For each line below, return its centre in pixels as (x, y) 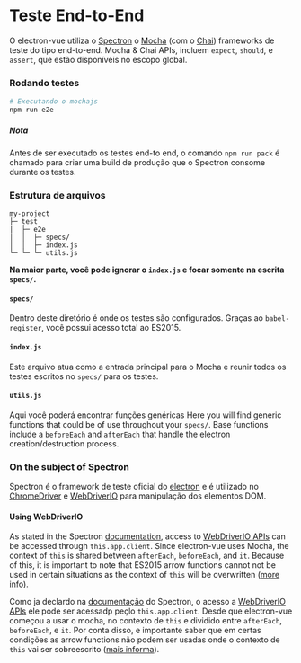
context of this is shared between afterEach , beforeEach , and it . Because (147, 556)
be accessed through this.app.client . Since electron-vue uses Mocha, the (149, 546)
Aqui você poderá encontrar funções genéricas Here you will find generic (146, 415)
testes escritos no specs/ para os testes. (84, 376)
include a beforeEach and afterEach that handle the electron (120, 434)
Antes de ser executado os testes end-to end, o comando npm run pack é (145, 153)
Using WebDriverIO (46, 517)
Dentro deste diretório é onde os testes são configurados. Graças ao (136, 318)
